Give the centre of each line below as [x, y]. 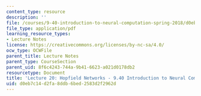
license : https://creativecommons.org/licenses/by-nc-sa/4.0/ [85, 45]
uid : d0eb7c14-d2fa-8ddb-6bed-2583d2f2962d [61, 84]
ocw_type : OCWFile [29, 51]
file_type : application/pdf [41, 28]
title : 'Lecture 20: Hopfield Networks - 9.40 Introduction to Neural [96, 78]
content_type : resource [36, 12]
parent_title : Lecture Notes [42, 56]
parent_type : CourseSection [41, 61]
